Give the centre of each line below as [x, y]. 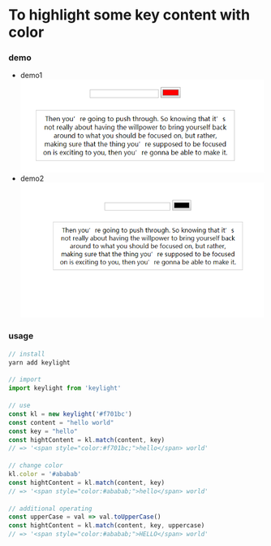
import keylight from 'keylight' [65, 388]
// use [19, 405]
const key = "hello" [43, 431]
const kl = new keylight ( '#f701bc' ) [70, 414]
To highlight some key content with [129, 15]
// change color [36, 465]
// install [27, 354]
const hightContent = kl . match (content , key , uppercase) [107, 526]
